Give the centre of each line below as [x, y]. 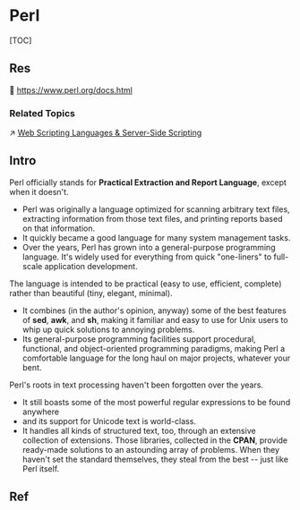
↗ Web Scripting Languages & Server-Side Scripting [106, 133]
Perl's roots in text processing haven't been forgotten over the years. [137, 385]
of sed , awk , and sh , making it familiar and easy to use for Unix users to [155, 319]
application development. [91, 266]
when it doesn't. [39, 191]
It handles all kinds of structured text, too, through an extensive [139, 430]
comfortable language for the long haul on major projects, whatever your [156, 358]
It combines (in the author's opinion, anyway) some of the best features [154, 310]
